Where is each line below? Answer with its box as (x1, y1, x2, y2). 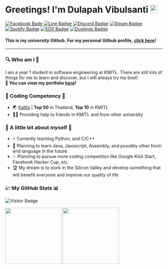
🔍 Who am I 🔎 (5, 56, 39, 63)
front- (150, 143, 163, 149)
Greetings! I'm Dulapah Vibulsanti (5, 4, 148, 15)
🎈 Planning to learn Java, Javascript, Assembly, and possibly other (12, 143, 150, 149)
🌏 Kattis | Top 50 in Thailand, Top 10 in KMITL (12, 104, 108, 110)
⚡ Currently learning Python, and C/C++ (12, 135, 95, 141)
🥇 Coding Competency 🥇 (5, 92, 66, 99)
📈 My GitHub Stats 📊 (5, 184, 59, 191)
